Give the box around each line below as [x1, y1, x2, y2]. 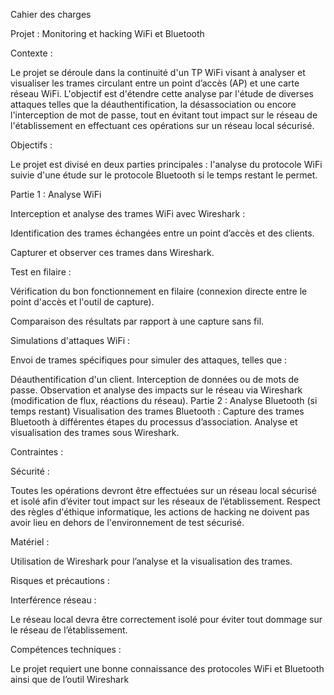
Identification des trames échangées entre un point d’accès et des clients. [10, 227, 315, 239]
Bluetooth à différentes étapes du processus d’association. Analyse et [10, 416, 298, 428]
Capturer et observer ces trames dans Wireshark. [10, 247, 215, 258]
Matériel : [10, 536, 50, 548]
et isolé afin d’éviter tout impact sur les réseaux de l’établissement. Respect [10, 495, 321, 507]
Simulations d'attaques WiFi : [10, 335, 131, 346]
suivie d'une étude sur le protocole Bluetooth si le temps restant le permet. [10, 169, 318, 181]
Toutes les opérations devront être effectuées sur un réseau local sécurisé [10, 485, 317, 496]
